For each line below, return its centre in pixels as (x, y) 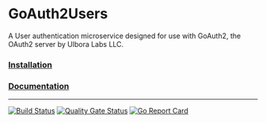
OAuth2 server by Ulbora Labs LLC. (66, 44)
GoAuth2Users (58, 14)
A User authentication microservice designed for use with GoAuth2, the (125, 36)
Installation (30, 64)
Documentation (39, 86)
